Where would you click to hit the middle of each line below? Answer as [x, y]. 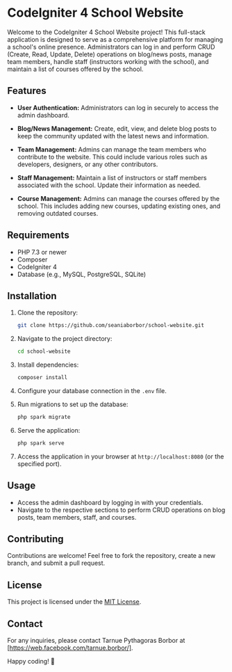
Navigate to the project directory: [65, 339]
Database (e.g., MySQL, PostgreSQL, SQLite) [82, 274]
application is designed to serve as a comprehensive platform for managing [115, 39]
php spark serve [41, 443]
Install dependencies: [48, 365]
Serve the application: [49, 430]
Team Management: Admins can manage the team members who [112, 149]
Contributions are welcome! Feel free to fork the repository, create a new [111, 556]
